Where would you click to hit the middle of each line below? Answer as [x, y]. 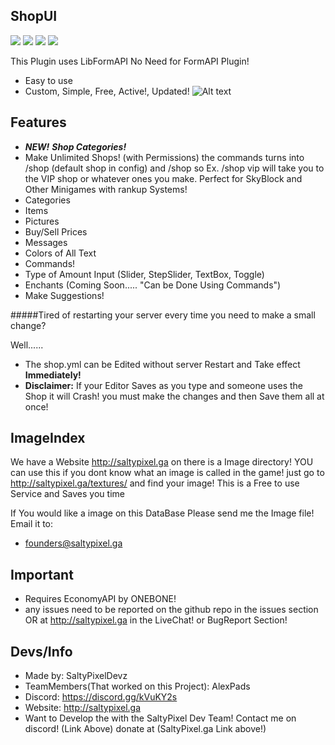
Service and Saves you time [67, 494]
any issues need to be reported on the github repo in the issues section [171, 610]
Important [42, 574]
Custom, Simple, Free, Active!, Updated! [107, 91]
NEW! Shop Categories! [75, 146]
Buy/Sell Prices [56, 231]
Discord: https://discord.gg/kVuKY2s [101, 697]
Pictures [42, 221]
